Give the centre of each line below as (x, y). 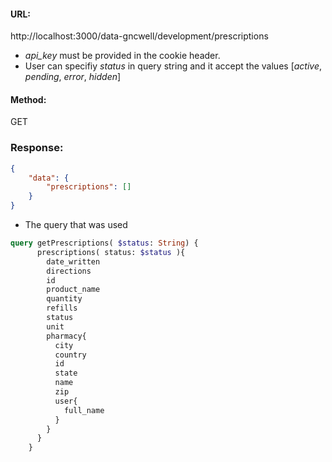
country (70, 355)
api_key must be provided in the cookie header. (122, 56)
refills (62, 308)
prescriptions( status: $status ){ (111, 252)
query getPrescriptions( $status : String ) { (104, 243)
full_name (84, 410)
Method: (28, 99)
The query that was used (76, 225)
